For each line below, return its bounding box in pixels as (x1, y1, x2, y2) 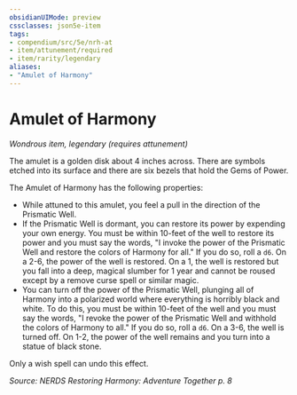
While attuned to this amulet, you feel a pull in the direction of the (21, 199, 261, 209)
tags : (9, 29, 29, 38)
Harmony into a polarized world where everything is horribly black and (21, 294, 280, 304)
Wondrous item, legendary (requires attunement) (9, 138, 188, 149)
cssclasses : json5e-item (9, 21, 101, 30)
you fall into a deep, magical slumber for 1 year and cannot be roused (21, 265, 276, 276)
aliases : (9, 63, 42, 72)
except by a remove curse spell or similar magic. (21, 274, 199, 285)
